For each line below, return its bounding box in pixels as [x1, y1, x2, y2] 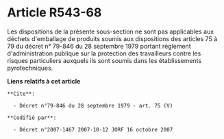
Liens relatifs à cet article [7, 77, 81, 85]
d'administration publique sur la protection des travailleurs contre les [7, 49, 201, 58]
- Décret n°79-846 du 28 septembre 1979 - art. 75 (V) [13, 102, 173, 109]
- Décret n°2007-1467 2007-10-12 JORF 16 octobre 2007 [13, 126, 173, 133]
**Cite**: [7, 90, 36, 97]
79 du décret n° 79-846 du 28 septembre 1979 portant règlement [7, 42, 191, 50]
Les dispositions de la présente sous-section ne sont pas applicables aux [7, 27, 214, 36]
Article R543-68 [7, 5, 102, 21]
